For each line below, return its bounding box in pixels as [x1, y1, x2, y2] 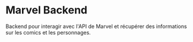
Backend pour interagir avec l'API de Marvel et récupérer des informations [5, 23, 188, 30]
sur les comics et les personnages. [5, 29, 91, 36]
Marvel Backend [5, 3, 87, 17]
